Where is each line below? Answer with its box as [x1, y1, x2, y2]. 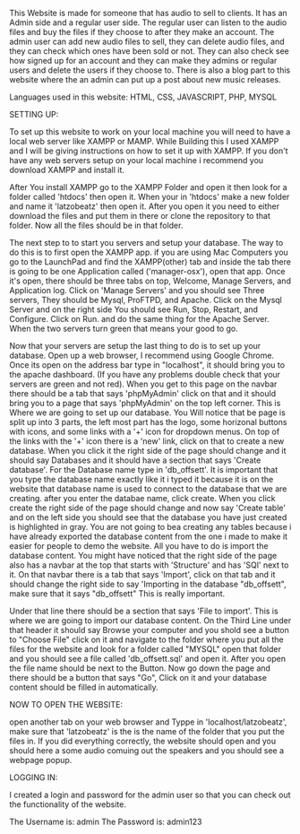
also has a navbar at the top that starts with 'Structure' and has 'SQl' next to [9, 560, 289, 570]
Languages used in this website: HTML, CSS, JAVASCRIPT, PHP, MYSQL [9, 91, 278, 102]
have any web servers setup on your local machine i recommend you [9, 155, 264, 165]
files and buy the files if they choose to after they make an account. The [9, 27, 275, 37]
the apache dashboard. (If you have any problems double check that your [9, 369, 280, 379]
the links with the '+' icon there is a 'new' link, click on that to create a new [9, 436, 285, 447]
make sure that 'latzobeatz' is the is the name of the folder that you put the [9, 726, 285, 736]
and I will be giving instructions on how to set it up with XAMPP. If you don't [9, 145, 288, 156]
